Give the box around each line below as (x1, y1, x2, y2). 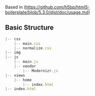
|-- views (5, 73, 26, 78)
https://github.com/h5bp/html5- (25, 4, 90, 10)
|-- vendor (14, 64, 36, 69)
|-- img (5, 50, 21, 55)
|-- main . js (14, 59, 38, 64)
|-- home (14, 77, 32, 82)
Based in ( (5, 4, 26, 10)
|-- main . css (14, 41, 41, 46)
